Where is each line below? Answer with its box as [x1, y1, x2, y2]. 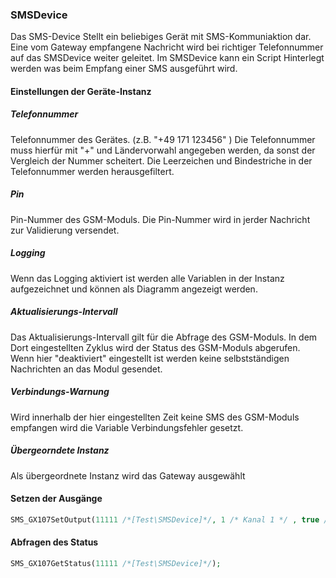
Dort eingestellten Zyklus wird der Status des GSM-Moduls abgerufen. [10, 341, 301, 353]
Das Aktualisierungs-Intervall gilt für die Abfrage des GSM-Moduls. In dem [10, 331, 318, 343]
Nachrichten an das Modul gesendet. [10, 363, 163, 375]
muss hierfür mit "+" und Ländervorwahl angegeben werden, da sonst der [10, 144, 316, 156]
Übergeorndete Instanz [10, 444, 110, 457]
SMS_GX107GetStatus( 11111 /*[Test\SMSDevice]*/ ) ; [10, 558, 222, 568]
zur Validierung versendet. [10, 224, 120, 236]
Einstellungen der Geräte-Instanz [10, 85, 152, 97]
